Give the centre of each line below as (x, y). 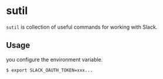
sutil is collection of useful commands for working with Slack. (82, 27)
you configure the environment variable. (55, 59)
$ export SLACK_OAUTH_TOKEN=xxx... (50, 70)
